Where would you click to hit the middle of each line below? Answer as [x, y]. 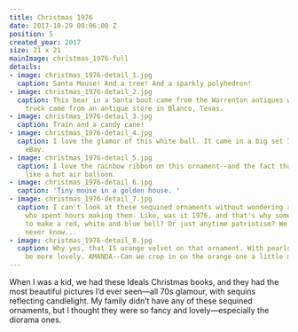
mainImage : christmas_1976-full [69, 59]
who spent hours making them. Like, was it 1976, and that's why [149, 215]
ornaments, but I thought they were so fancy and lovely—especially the [139, 310]
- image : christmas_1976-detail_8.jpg [81, 241]
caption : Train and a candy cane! [81, 125]
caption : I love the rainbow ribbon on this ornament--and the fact [146, 166]
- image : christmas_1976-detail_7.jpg [81, 199]
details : [25, 67]
